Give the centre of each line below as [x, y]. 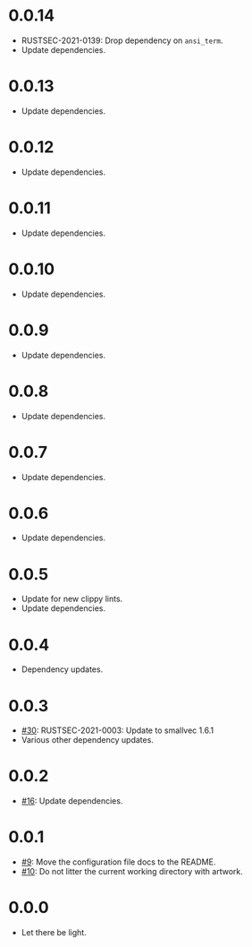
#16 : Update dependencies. [72, 801]
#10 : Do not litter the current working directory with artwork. [132, 872]
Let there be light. [54, 933]
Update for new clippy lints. [72, 599]
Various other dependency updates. [87, 740]
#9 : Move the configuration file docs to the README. [118, 862]
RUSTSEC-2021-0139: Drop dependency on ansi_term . [122, 40]
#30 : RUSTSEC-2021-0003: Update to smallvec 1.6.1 [118, 730]
